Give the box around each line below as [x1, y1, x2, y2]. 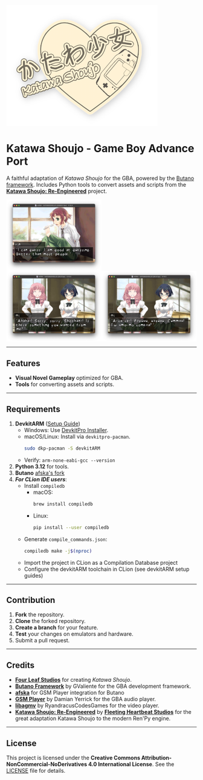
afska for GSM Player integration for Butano [14, 689, 125, 696]
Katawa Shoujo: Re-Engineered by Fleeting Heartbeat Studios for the [14, 708, 192, 716]
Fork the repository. [14, 611, 65, 618]
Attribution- [141, 754, 172, 762]
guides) [24, 572, 43, 579]
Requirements [6, 404, 60, 414]
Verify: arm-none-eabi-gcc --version [24, 456, 115, 464]
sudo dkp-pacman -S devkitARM [24, 445, 101, 452]
